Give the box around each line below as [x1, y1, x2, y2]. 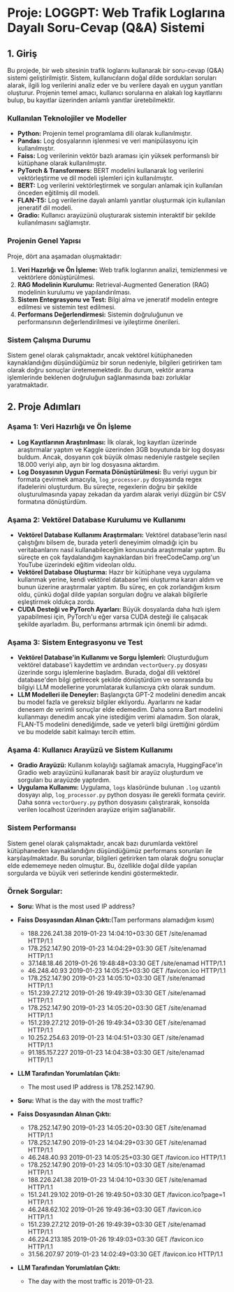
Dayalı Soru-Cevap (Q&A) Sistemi [7, 20, 205, 36]
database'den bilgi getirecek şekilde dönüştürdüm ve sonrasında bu [17, 675, 213, 684]
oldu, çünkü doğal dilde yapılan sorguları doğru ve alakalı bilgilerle [17, 590, 208, 598]
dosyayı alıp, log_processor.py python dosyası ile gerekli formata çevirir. [17, 791, 226, 799]
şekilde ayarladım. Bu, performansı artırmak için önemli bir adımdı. [17, 619, 208, 628]
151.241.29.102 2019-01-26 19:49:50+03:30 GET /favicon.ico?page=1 [27, 1191, 226, 1199]
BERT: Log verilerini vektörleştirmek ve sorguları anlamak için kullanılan [17, 181, 224, 190]
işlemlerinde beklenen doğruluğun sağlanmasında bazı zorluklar [7, 373, 191, 381]
